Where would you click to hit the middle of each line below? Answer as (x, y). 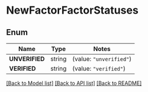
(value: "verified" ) (99, 69)
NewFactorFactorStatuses (73, 10)
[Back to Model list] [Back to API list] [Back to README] (74, 83)
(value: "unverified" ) (102, 59)
